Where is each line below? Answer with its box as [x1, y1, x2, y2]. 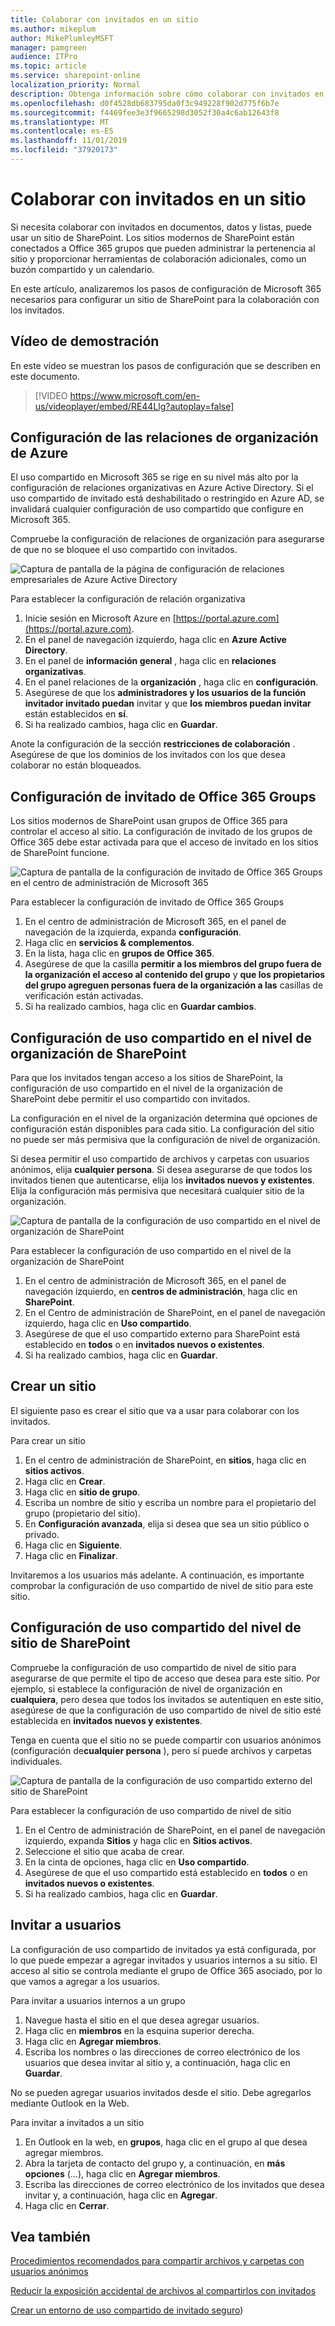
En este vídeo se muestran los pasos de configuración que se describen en [10, 359, 321, 371]
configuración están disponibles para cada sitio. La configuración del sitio [10, 1123, 315, 1135]
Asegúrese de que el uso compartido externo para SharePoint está [24, 1328, 301, 1340]
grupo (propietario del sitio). [24, 1507, 141, 1519]
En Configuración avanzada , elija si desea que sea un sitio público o [24, 1517, 310, 1530]
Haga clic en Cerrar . [24, 2199, 110, 2211]
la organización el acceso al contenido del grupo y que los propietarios [24, 969, 326, 981]
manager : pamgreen [10, 42, 87, 53]
